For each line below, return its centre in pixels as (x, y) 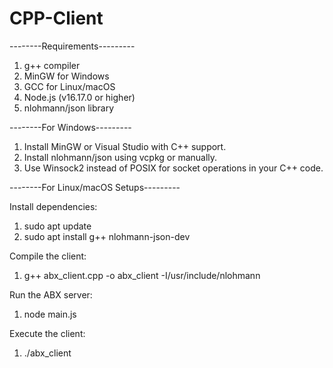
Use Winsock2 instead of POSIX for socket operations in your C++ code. (173, 168)
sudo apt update (57, 226)
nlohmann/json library (69, 108)
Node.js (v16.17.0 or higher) (79, 97)
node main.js (50, 314)
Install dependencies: (53, 206)
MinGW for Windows (66, 76)
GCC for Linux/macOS (69, 86)
